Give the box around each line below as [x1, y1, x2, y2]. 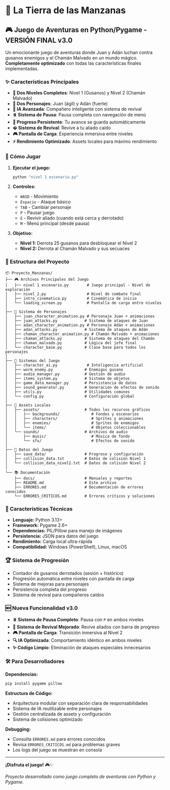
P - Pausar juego [20, 209, 55, 216]
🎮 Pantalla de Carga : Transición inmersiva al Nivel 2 [12, 629, 123, 635]
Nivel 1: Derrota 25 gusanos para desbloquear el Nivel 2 [20, 240, 138, 246]
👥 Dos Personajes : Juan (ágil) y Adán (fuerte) [12, 101, 108, 107]
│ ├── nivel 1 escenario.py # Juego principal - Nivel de [5, 282, 151, 288]
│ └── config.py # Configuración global [5, 393, 135, 399]
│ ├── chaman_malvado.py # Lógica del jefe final [5, 340, 137, 345]
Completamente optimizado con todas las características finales [5, 60, 142, 66]
